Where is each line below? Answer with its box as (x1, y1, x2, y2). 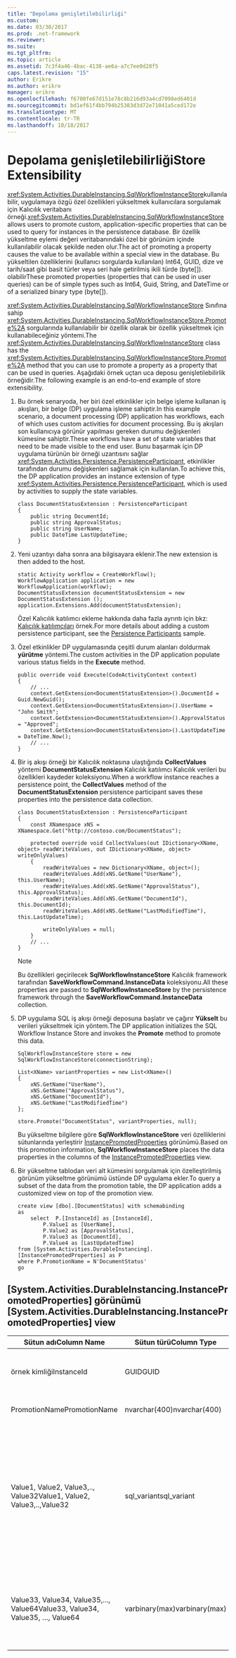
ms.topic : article (7, 56, 61, 63)
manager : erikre (7, 89, 55, 96)
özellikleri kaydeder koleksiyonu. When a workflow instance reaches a (17, 773, 219, 781)
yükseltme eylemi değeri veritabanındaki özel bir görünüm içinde (7, 235, 195, 244)
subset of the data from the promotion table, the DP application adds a (17, 1182, 222, 1190)
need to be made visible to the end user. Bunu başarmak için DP (17, 442, 204, 451)
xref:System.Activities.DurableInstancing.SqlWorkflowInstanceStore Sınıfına (7, 301, 227, 310)
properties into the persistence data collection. (17, 796, 153, 804)
